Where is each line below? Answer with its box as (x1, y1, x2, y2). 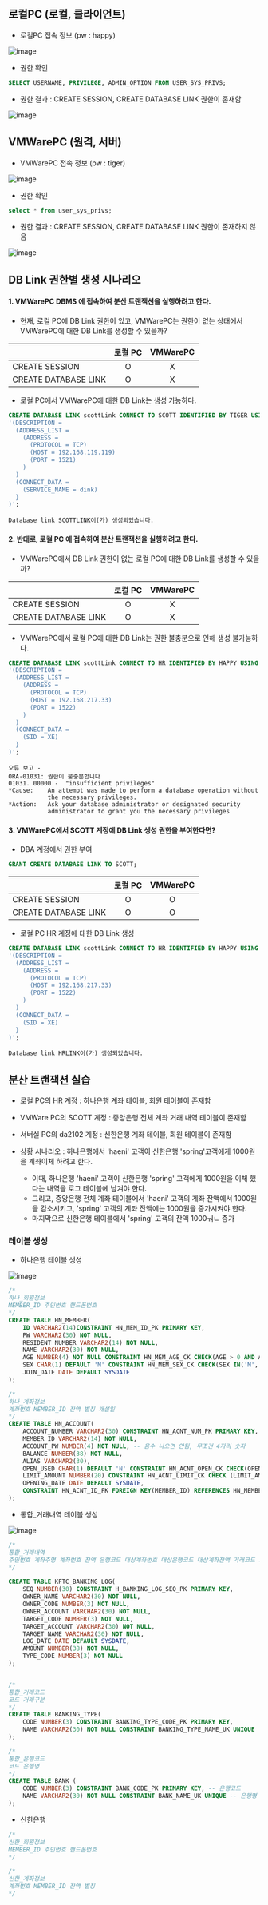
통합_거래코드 (8, 1688, 45, 1696)
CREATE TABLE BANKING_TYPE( (8, 1711, 102, 1719)
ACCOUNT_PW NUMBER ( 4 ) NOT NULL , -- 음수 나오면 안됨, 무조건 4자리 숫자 (22, 1442, 246, 1450)
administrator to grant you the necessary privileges (47, 807, 230, 815)
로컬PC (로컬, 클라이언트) (8, 7, 126, 22)
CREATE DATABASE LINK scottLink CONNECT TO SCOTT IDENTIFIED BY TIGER (8, 411, 248, 420)
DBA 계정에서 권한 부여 (19, 845, 93, 854)
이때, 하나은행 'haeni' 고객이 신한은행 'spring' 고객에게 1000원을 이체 (31, 1174, 249, 1183)
